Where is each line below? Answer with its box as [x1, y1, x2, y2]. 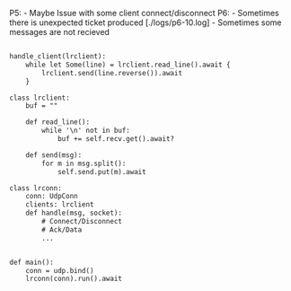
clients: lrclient [25, 200, 94, 209]
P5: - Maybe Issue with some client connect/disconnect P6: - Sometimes [9, 8, 280, 18]
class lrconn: [9, 183, 63, 192]
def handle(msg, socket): [25, 208, 123, 218]
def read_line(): [25, 118, 91, 127]
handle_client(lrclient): [9, 52, 106, 61]
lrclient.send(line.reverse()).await [41, 68, 182, 77]
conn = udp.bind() [25, 266, 94, 275]
